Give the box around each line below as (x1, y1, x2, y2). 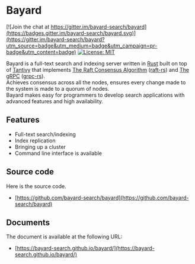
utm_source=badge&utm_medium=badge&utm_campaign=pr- (6, 42, 158, 49)
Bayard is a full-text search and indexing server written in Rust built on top (6, 60, 188, 67)
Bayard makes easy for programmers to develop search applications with (6, 91, 185, 98)
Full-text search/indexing (14, 131, 76, 138)
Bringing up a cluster (14, 143, 66, 150)
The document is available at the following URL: (6, 233, 123, 240)
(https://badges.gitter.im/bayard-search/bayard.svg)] (6, 29, 136, 36)
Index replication (14, 137, 56, 144)
